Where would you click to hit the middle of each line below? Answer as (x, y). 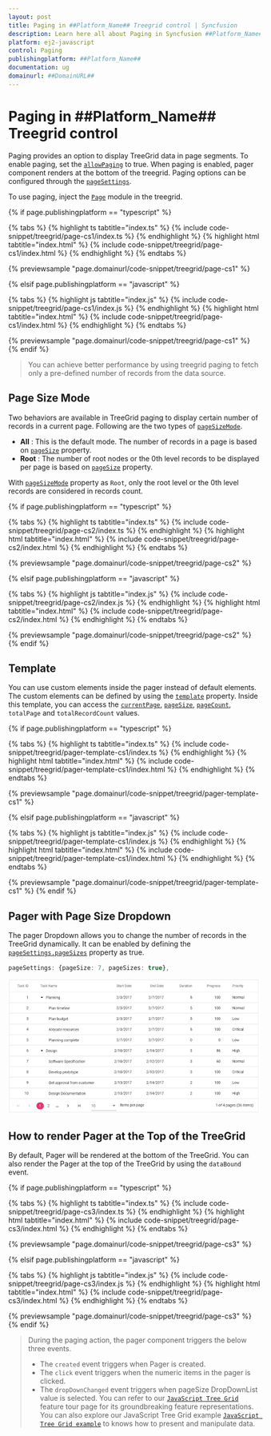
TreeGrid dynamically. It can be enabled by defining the (100, 944)
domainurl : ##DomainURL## (51, 76)
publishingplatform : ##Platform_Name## (75, 59)
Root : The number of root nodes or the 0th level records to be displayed (139, 458)
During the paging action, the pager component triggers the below (137, 1340)
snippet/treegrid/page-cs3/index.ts (66, 1212)
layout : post (30, 17)
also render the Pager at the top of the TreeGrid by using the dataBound (125, 1164)
